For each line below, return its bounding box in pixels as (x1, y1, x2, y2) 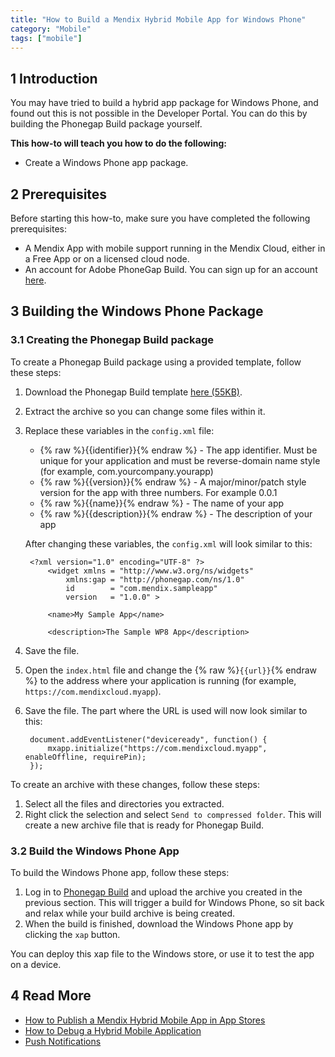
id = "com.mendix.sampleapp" (65, 583, 218, 593)
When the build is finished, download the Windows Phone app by (24, 917, 294, 930)
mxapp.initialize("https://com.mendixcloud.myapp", (47, 743, 268, 753)
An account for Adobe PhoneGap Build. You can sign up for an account (24, 264, 318, 275)
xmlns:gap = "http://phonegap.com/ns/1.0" (65, 574, 245, 585)
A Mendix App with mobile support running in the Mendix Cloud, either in (24, 242, 326, 254)
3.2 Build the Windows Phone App (10, 844, 180, 858)
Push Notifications (24, 1035, 102, 1047)
